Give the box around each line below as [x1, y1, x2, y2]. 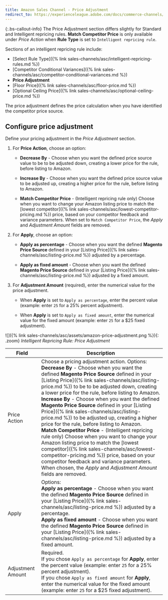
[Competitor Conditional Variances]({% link [12, 66, 101, 72]
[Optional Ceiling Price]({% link [12, 87, 76, 93]
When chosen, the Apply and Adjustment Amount [41, 464, 157, 471]
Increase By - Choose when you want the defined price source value [19, 175, 162, 181]
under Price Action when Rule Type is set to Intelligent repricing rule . [5, 36, 156, 42]
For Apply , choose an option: [12, 232, 73, 238]
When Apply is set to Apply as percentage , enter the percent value [19, 297, 158, 303]
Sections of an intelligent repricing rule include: [5, 46, 102, 52]
